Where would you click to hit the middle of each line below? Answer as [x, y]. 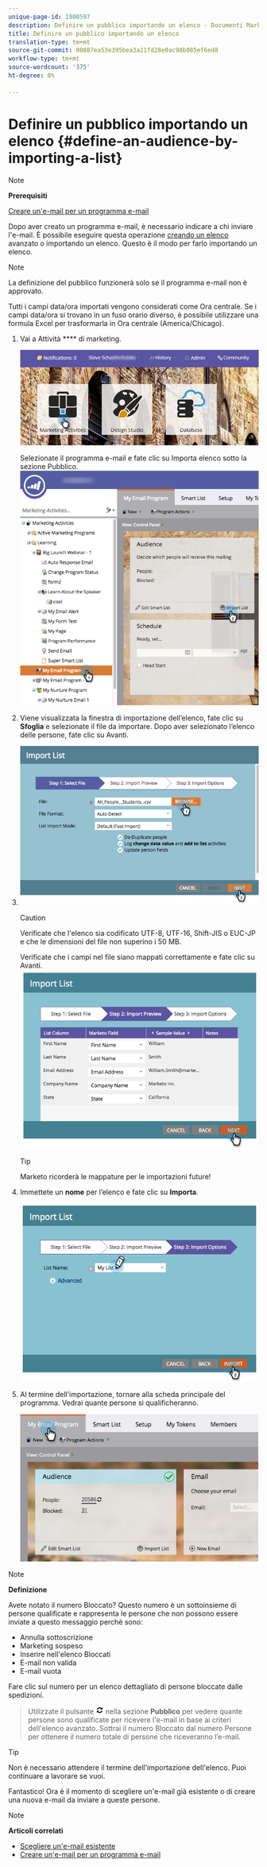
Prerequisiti [28, 196]
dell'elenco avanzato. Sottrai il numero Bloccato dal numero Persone [140, 1728]
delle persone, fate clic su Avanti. [74, 735]
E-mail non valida [48, 1663]
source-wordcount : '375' [49, 68]
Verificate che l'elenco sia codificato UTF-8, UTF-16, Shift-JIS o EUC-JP [137, 933]
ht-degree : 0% [32, 76]
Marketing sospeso [51, 1645]
